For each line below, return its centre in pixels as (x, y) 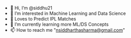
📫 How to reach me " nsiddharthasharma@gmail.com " (68, 30)
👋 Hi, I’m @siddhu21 (31, 8)
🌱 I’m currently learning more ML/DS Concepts (59, 24)
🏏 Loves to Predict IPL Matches (43, 19)
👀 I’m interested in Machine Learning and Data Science (68, 13)
